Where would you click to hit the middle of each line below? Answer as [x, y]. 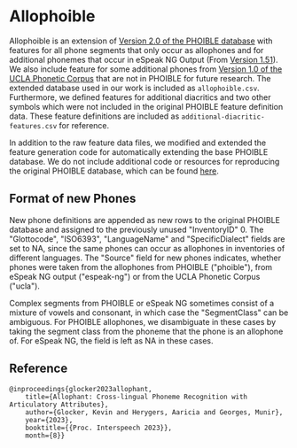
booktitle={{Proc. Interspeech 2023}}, [99, 428]
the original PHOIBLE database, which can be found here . [114, 171]
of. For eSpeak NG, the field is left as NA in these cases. [112, 340]
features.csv [33, 126]
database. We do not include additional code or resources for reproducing [145, 161]
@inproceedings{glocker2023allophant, [81, 389]
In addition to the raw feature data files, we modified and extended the [138, 143]
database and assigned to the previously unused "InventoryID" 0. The [137, 229]
